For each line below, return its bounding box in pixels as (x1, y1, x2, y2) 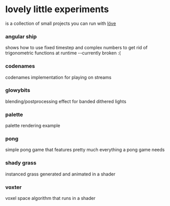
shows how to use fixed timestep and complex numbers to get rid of (5, 45, 148, 51)
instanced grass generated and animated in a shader (5, 171, 116, 177)
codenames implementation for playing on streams (5, 74, 112, 80)
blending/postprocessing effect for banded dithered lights (5, 98, 127, 105)
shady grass (5, 159, 37, 166)
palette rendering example (5, 123, 60, 129)
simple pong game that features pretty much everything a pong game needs (5, 147, 165, 153)
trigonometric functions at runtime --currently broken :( (5, 50, 121, 56)
